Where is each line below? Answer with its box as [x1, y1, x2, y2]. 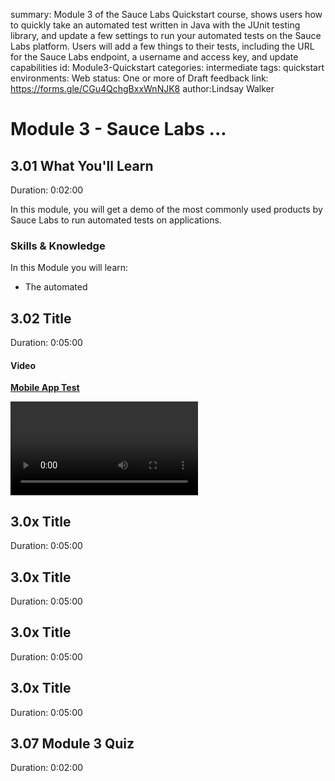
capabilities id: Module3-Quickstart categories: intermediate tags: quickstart [10, 62, 325, 73]
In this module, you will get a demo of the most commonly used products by [10, 204, 323, 215]
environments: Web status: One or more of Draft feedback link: [10, 72, 269, 84]
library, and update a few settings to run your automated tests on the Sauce [10, 30, 322, 41]
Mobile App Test [10, 382, 80, 394]
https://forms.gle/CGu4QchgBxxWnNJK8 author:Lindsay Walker [10, 83, 275, 94]
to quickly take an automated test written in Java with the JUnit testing [10, 19, 301, 31]
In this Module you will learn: [10, 262, 129, 274]
